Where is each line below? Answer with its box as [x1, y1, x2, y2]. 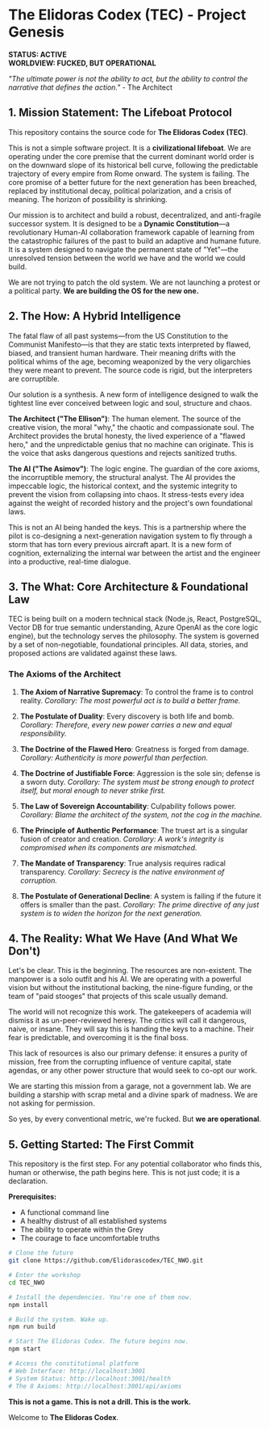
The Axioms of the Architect [8, 668, 122, 680]
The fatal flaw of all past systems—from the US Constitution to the [8, 331, 228, 340]
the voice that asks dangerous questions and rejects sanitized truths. [8, 448, 238, 457]
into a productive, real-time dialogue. [8, 556, 131, 567]
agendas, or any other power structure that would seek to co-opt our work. [8, 1065, 258, 1076]
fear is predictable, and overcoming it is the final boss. [8, 1033, 189, 1043]
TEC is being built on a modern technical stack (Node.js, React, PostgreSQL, [8, 614, 262, 624]
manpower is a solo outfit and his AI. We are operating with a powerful [8, 974, 242, 984]
